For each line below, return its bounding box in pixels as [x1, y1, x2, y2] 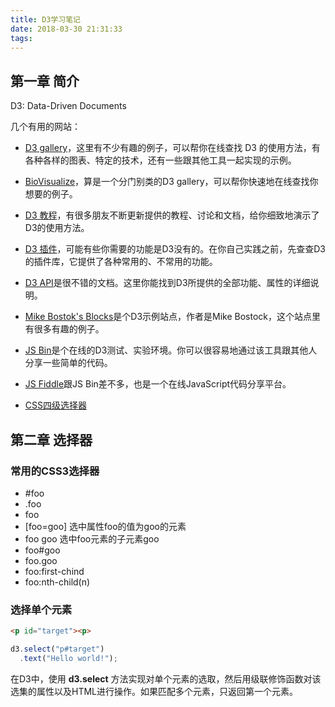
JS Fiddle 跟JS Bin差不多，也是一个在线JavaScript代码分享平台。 [24, 378, 292, 390]
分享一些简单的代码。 [24, 357, 113, 369]
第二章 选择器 [10, 431, 93, 448]
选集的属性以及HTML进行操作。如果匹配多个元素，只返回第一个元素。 [10, 685, 299, 697]
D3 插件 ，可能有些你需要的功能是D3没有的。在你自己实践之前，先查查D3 [24, 243, 327, 255]
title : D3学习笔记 [10, 14, 82, 25]
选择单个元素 [10, 602, 73, 616]
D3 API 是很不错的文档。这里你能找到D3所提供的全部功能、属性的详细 [24, 277, 311, 289]
